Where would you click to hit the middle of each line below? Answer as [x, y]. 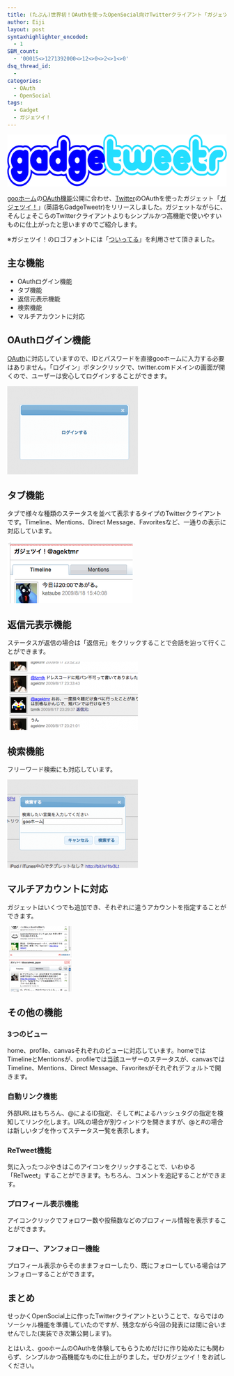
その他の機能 [35, 1013]
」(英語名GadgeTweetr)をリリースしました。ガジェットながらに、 [132, 207]
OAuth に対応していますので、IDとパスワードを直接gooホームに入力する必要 [116, 358]
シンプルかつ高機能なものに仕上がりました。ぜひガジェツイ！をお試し [125, 1357]
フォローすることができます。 [56, 1274]
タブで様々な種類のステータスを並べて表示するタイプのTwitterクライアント [115, 514]
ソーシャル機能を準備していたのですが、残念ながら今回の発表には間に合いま [117, 1325]
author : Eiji [26, 22]
